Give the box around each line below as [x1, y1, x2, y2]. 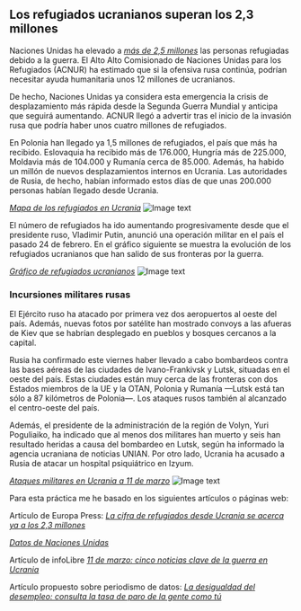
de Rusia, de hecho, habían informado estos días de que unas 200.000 [9, 175, 272, 186]
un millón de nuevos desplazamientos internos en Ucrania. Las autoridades [9, 165, 288, 176]
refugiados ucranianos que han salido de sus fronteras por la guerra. [9, 248, 264, 259]
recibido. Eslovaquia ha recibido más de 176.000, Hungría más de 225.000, [9, 146, 287, 157]
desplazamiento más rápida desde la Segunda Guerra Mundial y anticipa [9, 101, 279, 111]
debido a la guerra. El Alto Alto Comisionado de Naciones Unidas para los [9, 54, 281, 66]
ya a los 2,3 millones [9, 520, 86, 531]
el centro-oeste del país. [9, 403, 101, 413]
